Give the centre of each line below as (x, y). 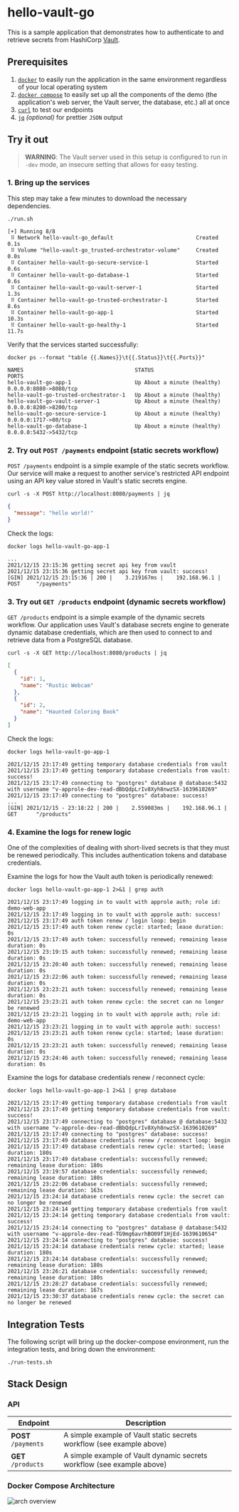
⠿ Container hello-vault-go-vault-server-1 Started (115, 287)
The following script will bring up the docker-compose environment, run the (118, 1342)
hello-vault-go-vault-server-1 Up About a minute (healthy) (114, 401)
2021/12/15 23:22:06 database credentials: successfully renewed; (108, 1184)
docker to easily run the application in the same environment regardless (122, 79)
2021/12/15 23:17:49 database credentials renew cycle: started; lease (116, 1147)
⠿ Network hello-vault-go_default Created (115, 237)
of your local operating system (63, 87)
